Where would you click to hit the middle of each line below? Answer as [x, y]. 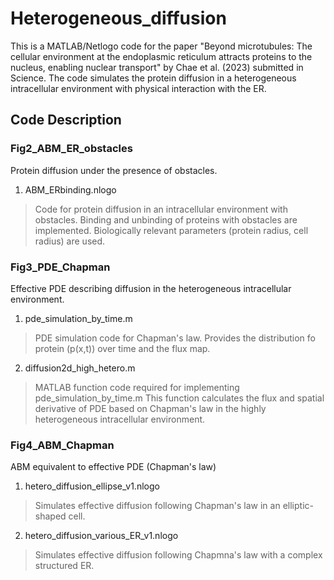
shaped [50, 516]
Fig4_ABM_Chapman [62, 445]
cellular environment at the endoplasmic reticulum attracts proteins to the [161, 56]
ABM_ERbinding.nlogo [70, 189]
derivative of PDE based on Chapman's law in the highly [150, 408]
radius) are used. [70, 241]
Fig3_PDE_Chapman [60, 267]
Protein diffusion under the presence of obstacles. [114, 170]
